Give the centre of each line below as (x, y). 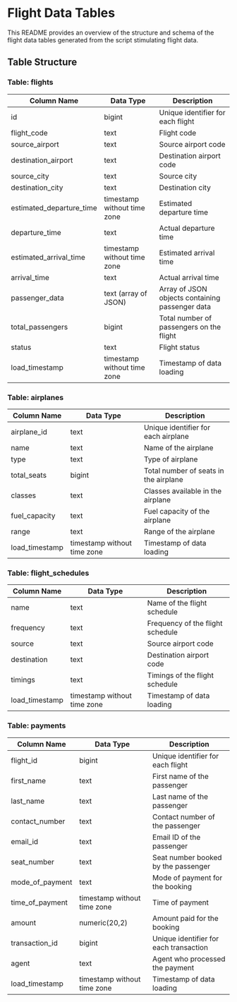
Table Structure (42, 62)
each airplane (166, 436)
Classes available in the (183, 490)
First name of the (181, 776)
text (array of (126, 293)
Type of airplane (171, 459)
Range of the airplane (179, 531)
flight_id (24, 760)
